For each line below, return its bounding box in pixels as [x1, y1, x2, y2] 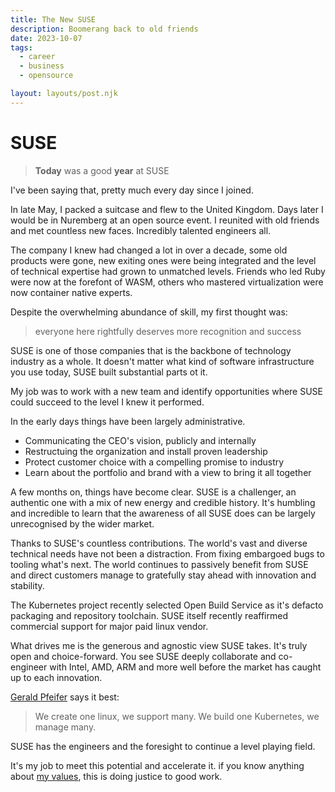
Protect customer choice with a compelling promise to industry [24, 456, 285, 468]
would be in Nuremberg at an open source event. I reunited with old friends [10, 214, 320, 226]
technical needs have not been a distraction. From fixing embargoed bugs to [10, 547, 325, 560]
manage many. [34, 721, 97, 733]
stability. [10, 579, 45, 591]
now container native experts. [10, 286, 133, 298]
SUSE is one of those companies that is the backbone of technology [10, 344, 292, 356]
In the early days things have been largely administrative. [10, 415, 246, 427]
